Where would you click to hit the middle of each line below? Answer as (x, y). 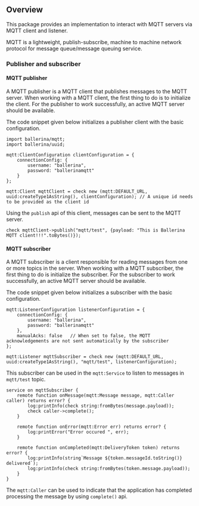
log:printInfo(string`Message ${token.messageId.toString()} (105, 458)
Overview (25, 10)
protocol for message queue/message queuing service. (74, 48)
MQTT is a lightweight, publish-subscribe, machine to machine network (94, 42)
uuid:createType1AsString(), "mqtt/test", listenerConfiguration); (92, 362)
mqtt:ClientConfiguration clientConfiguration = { (70, 155)
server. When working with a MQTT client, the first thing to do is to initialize (98, 97)
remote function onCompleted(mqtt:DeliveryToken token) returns (98, 448)
